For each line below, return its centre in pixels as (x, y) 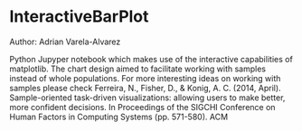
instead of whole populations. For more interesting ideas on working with (145, 78)
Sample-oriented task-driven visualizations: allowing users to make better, (147, 98)
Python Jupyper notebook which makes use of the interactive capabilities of (151, 59)
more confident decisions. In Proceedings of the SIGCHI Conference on (142, 107)
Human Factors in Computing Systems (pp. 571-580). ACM (119, 117)
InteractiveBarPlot (79, 17)
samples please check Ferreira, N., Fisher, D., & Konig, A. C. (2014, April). (146, 88)
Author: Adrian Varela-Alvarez (65, 42)
